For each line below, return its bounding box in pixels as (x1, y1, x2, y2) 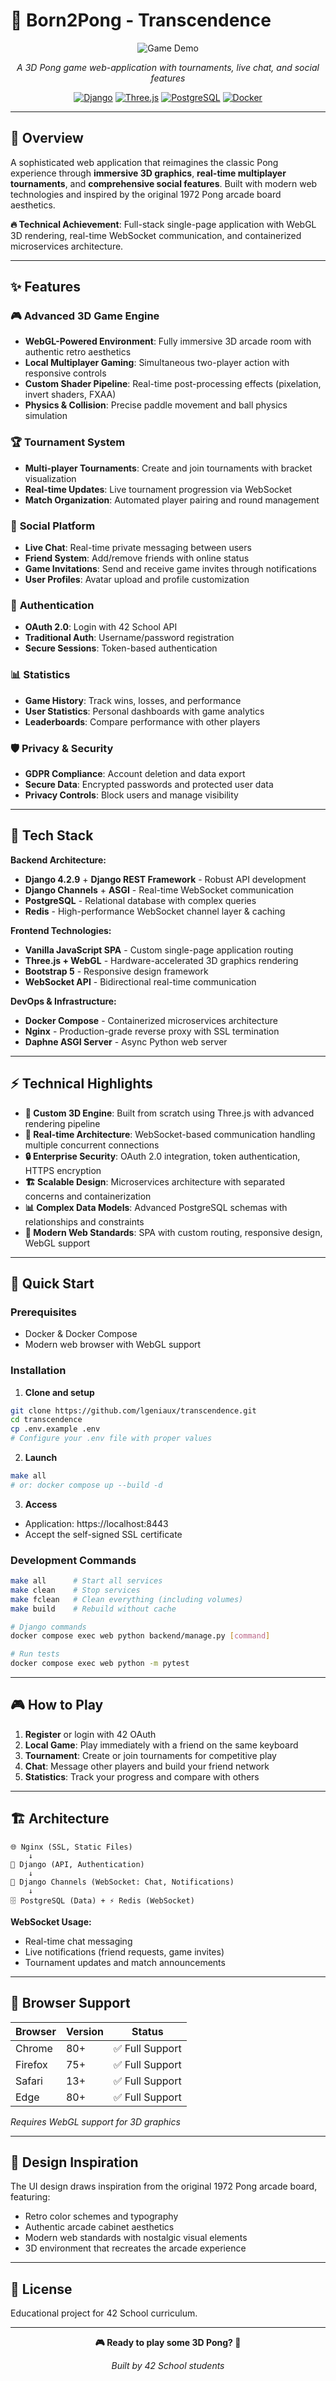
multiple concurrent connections (24, 1139, 160, 1151)
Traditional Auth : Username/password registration (24, 632, 235, 644)
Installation (10, 1364, 67, 1378)
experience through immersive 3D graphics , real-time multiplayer (10, 167, 287, 179)
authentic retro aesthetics (24, 346, 132, 358)
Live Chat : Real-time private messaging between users (24, 542, 252, 554)
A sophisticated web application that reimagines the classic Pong (10, 156, 279, 168)
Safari (15, 2074, 43, 2088)
